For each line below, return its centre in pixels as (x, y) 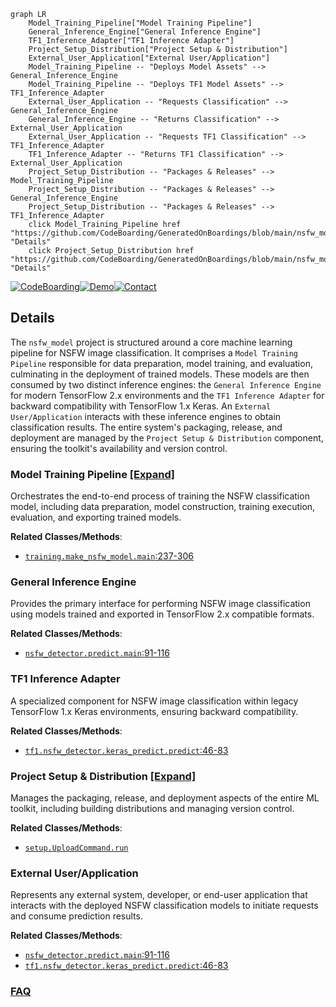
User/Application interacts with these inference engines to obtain (146, 416)
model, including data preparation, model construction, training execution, (163, 507)
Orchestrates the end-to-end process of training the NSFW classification (160, 496)
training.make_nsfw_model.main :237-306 (109, 556)
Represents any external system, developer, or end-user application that (159, 895)
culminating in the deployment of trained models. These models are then (160, 374)
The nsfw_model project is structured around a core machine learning (151, 342)
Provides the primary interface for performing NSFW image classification (160, 604)
